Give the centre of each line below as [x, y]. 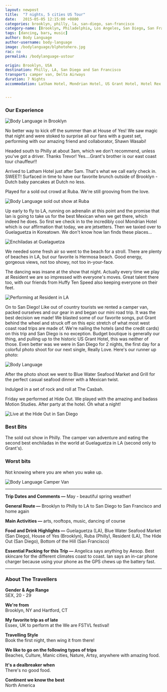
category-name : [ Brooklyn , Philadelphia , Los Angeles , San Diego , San [80, 28]
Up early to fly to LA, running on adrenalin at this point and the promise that [83, 211]
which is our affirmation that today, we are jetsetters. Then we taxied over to [83, 227]
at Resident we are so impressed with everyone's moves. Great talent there [82, 277]
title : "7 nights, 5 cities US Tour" [45, 14]
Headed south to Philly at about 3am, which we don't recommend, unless [80, 151]
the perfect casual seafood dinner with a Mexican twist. [62, 380]
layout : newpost [22, 10]
